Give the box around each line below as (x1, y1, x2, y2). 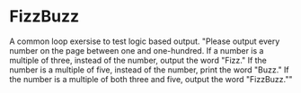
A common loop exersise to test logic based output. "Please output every (9, 36, 280, 46)
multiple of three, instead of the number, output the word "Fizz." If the (9, 55, 268, 65)
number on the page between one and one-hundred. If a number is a (9, 45, 264, 55)
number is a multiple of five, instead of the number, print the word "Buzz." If (9, 64, 289, 75)
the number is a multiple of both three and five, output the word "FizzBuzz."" (9, 73, 293, 84)
